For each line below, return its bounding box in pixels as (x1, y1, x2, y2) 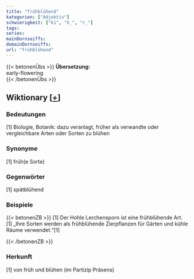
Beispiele (6, 201, 34, 209)
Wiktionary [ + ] (6, 92, 61, 103)
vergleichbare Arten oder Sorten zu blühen (6, 130, 110, 137)
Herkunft (6, 253, 32, 261)
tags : (6, 25, 19, 31)
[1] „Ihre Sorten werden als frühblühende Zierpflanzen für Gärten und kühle (6, 220, 188, 227)
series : (6, 31, 25, 36)
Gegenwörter (6, 172, 45, 181)
